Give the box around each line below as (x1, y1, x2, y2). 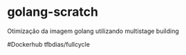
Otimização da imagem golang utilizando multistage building (7, 27, 180, 35)
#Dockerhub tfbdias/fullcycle (7, 40, 90, 48)
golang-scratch (7, 4, 99, 20)
